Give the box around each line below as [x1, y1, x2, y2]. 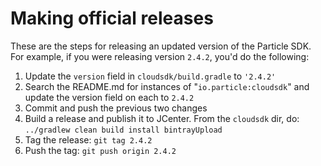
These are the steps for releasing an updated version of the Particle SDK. [10, 40, 312, 52]
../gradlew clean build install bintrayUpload [24, 125, 223, 135]
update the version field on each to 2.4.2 [24, 91, 195, 103]
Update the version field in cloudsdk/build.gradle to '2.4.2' [24, 70, 277, 82]
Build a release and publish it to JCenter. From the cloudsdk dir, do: [24, 112, 300, 124]
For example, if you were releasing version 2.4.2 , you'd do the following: [10, 50, 310, 62]
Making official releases [10, 7, 214, 30]
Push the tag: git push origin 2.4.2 [24, 144, 177, 156]
